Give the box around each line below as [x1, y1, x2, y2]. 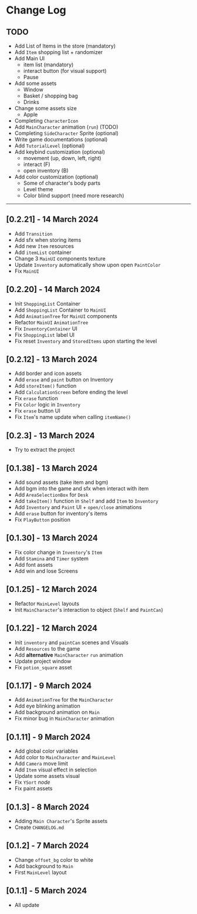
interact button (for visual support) [23, 67, 107, 74]
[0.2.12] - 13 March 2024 [6, 354, 98, 364]
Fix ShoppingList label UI [14, 331, 75, 338]
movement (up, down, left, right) [23, 155, 101, 161]
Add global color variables [14, 747, 79, 754]
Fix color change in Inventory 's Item [14, 549, 103, 556]
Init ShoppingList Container [14, 300, 81, 307]
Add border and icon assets [14, 370, 82, 377]
